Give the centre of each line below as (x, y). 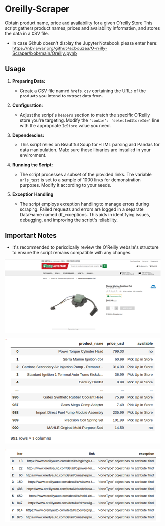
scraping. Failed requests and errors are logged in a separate (82, 209)
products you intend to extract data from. (61, 96)
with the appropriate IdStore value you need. (65, 125)
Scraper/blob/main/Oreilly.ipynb (45, 53)
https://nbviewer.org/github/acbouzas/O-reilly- (60, 48)
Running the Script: (33, 165)
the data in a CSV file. (27, 33)
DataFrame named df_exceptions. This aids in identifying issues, (85, 214)
